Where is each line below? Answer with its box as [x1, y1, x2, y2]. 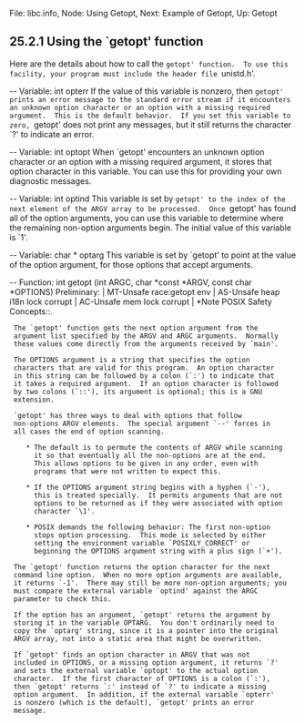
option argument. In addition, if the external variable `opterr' [13, 689, 275, 699]
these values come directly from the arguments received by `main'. [13, 339, 280, 349]
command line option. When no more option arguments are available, [13, 570, 283, 579]
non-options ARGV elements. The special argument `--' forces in [13, 419, 271, 428]
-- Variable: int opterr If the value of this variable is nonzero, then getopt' [9, 86, 284, 97]
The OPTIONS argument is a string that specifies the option [13, 355, 250, 364]
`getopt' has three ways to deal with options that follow [13, 411, 243, 420]
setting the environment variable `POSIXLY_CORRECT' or [33, 538, 250, 547]
